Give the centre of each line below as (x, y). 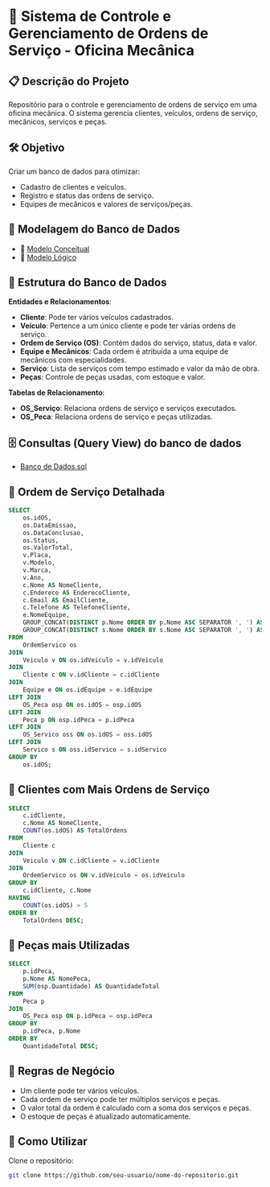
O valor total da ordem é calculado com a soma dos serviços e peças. (135, 1107)
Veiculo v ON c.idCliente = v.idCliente (91, 860)
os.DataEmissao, (50, 525)
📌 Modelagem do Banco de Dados (94, 230)
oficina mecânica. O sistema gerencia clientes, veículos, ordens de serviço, (133, 113)
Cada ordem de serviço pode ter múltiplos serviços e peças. (120, 1099)
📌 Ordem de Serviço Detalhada (87, 492)
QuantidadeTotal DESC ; (61, 1046)
